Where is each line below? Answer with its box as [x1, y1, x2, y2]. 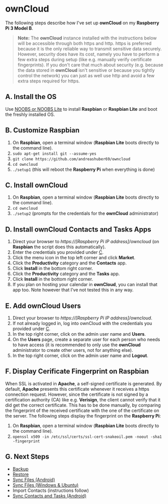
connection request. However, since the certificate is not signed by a [5, 391, 148, 397]
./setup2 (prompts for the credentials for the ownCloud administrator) [12, 210, 159, 216]
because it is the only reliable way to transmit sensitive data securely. [17, 45, 162, 52]
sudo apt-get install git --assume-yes [12, 151, 97, 156]
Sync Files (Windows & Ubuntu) [12, 482, 79, 488]
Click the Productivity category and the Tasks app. [12, 271, 120, 277]
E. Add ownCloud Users [5, 301, 81, 310]
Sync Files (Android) [12, 476, 55, 483]
